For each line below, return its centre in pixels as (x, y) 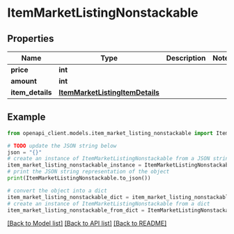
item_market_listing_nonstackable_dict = (68, 197)
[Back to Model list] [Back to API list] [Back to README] (87, 224)
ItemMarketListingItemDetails (109, 92)
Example (26, 117)
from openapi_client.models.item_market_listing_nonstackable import (110, 133)
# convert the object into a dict (57, 190)
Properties (31, 39)
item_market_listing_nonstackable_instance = (74, 165)
